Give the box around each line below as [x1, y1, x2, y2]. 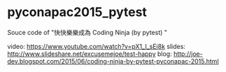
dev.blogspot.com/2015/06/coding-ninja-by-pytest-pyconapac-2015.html [7, 57, 219, 65]
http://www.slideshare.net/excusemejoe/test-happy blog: [7, 50, 173, 58]
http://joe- [174, 50, 203, 58]
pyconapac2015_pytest [7, 4, 147, 20]
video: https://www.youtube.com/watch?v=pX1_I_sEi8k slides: [7, 42, 185, 50]
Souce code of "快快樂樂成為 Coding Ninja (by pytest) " [7, 28, 168, 36]
